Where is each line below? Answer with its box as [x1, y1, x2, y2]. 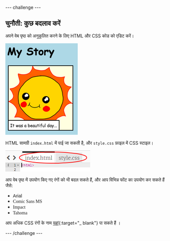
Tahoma [12, 210, 28, 215]
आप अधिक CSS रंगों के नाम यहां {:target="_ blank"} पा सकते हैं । [5, 220, 121, 226]
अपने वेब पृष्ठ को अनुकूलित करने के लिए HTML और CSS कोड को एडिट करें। [5, 33, 134, 39]
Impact [12, 204, 26, 210]
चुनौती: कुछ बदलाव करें [5, 19, 61, 28]
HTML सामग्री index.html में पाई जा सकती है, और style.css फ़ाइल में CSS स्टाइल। [5, 140, 154, 146]
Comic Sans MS [12, 199, 42, 204]
